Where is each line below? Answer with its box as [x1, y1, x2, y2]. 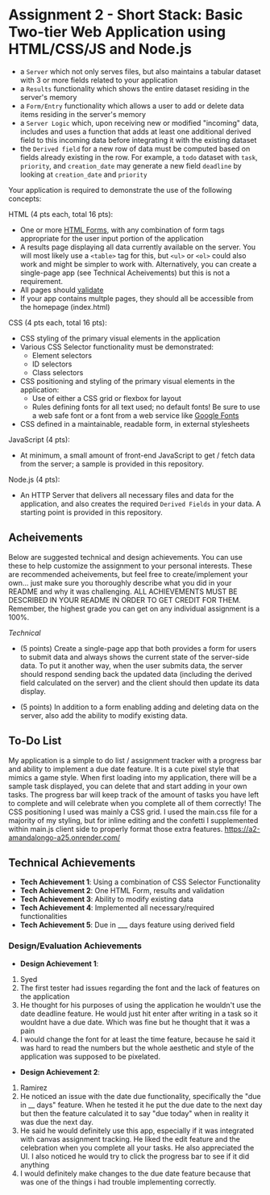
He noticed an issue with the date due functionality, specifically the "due [19, 1091, 261, 1101]
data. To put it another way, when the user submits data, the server [19, 660, 243, 671]
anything [19, 1159, 50, 1169]
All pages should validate [19, 285, 104, 295]
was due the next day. [19, 1117, 94, 1126]
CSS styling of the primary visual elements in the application [19, 333, 221, 343]
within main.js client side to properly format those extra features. [8, 824, 223, 834]
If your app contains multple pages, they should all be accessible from [19, 293, 254, 303]
